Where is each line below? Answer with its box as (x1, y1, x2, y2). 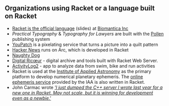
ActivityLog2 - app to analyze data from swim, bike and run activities (12, 63, 155, 69)
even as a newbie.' (12, 95, 51, 101)
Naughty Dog (12, 52, 40, 58)
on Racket (5, 12, 37, 21)
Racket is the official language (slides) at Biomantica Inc (12, 25, 129, 31)
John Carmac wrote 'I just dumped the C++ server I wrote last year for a (12, 84, 163, 90)
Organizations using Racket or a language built (5, 4, 155, 13)
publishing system (12, 36, 50, 42)
